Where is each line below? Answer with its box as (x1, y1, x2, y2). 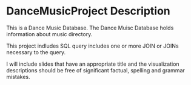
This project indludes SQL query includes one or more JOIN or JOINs (6, 42, 179, 49)
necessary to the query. (6, 48, 66, 55)
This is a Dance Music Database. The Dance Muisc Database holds (6, 24, 174, 31)
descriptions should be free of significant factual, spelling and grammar (6, 66, 185, 74)
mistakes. (6, 73, 30, 80)
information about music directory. (6, 30, 93, 37)
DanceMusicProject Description (6, 4, 171, 18)
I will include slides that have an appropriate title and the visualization (6, 60, 180, 68)
